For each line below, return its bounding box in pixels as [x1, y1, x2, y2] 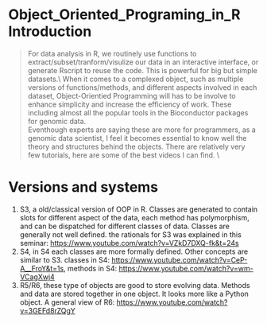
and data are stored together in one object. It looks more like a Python [19, 289, 249, 298]
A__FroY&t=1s [19, 263, 64, 273]
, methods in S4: [63, 263, 118, 273]
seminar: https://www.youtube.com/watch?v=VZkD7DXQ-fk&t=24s [19, 238, 240, 247]
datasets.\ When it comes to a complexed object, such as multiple [27, 74, 244, 84]
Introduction [8, 22, 92, 41]
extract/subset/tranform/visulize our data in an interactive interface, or [27, 57, 259, 67]
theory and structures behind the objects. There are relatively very [27, 142, 246, 151]
